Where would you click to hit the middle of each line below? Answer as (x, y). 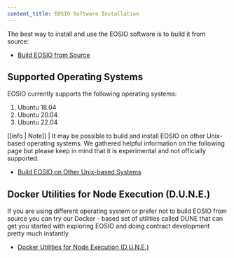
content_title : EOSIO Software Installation (73, 14)
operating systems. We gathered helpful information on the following (126, 143)
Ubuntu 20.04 (37, 115)
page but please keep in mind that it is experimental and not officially (107, 151)
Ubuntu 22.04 (37, 122)
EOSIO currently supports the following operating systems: (92, 94)
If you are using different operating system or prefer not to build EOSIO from (117, 211)
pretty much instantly (38, 233)
